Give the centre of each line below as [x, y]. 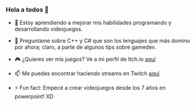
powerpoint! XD [34, 96]
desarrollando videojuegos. [48, 29]
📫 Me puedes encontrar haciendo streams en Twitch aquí [87, 73]
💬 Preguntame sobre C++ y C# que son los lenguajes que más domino [102, 41]
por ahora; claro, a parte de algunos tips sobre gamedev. [85, 47]
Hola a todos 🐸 [27, 10]
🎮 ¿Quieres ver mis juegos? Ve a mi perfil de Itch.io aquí [85, 59]
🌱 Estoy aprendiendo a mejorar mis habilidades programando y [93, 23]
